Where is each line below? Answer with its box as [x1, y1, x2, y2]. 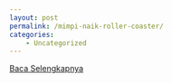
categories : [9, 30, 54, 39]
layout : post [9, 13, 59, 23]
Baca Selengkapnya [9, 63, 84, 74]
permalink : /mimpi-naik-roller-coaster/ [9, 22, 165, 31]
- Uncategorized [25, 38, 88, 48]
